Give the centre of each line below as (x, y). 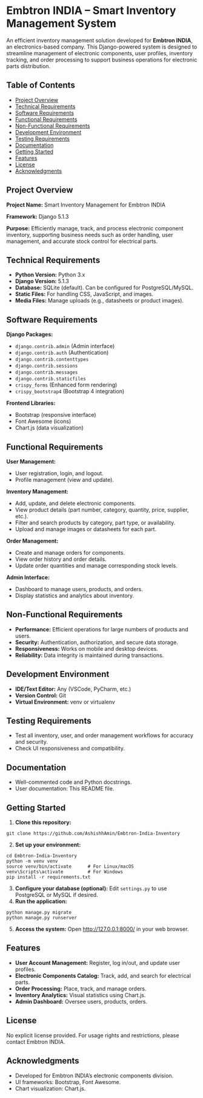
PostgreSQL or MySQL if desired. (56, 895)
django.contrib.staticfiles (50, 379)
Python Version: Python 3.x (50, 275)
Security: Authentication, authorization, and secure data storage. (97, 642)
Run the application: (41, 901)
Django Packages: (30, 334)
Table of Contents (41, 85)
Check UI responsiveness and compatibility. (70, 749)
